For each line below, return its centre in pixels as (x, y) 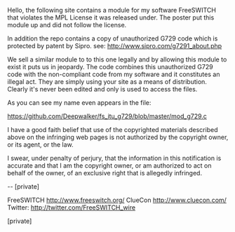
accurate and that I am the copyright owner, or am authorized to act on (109, 166)
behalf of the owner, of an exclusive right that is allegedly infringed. (105, 173)
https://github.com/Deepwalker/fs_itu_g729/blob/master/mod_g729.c (107, 116)
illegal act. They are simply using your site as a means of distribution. (107, 82)
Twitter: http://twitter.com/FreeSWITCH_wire (71, 208)
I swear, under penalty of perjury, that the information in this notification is (114, 158)
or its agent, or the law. (40, 145)
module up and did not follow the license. (67, 25)
